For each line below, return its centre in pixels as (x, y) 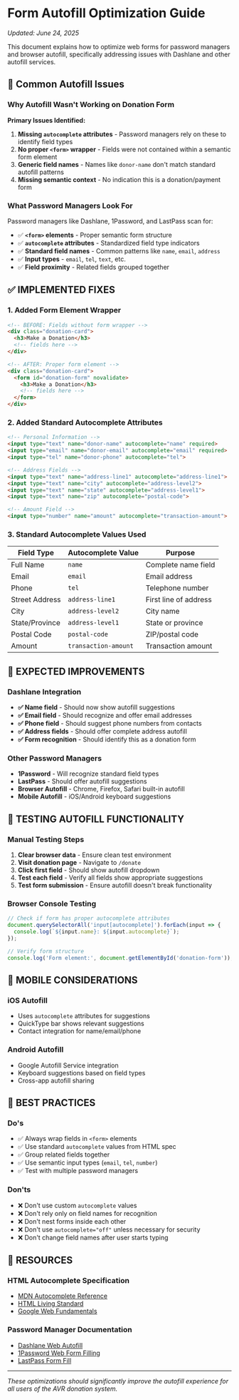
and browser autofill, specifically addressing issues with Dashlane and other (119, 54)
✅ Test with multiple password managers (78, 1171)
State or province (174, 623)
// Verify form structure (46, 951)
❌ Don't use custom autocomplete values (77, 1205)
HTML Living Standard (51, 1304)
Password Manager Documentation (70, 1330)
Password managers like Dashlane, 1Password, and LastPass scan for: (110, 221)
